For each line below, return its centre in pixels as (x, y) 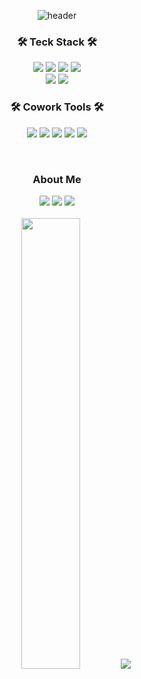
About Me (57, 179)
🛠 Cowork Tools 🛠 (57, 107)
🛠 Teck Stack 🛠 (57, 42)
